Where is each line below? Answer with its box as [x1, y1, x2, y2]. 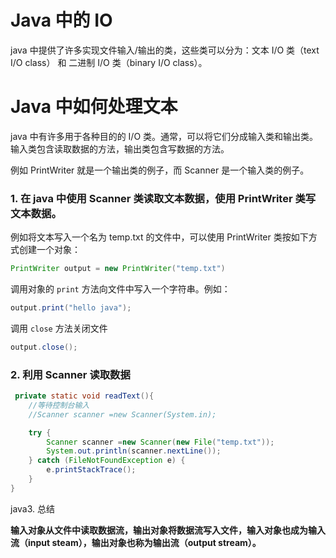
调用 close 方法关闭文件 [10, 322, 108, 334]
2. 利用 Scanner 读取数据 [10, 367, 131, 381]
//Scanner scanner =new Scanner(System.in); [28, 409, 217, 420]
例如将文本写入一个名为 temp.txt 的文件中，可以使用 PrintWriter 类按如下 [10, 231, 309, 243]
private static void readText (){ [14, 391, 155, 401]
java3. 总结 [10, 502, 56, 515]
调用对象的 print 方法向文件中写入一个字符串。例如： [10, 283, 231, 295]
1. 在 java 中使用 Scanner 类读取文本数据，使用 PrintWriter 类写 [10, 191, 317, 205]
